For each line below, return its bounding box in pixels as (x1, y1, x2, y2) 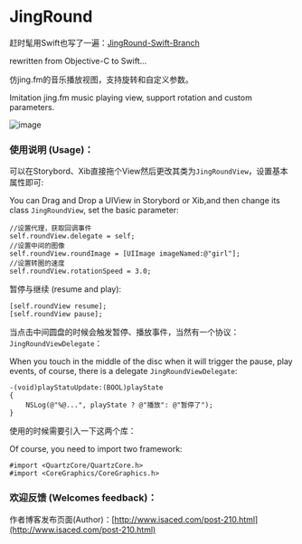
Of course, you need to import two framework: (9, 444, 183, 455)
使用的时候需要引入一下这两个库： (9, 426, 137, 436)
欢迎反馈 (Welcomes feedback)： (9, 492, 157, 504)
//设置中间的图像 (9, 241, 65, 250)
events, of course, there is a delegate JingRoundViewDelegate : (9, 366, 238, 377)
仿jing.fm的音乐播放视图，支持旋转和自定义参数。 (9, 74, 194, 85)
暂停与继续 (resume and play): (9, 284, 122, 295)
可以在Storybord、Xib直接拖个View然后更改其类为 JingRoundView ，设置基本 (9, 165, 288, 177)
